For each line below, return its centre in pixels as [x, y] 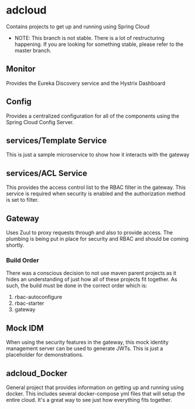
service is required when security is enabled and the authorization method [96, 194]
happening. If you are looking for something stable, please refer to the [99, 44]
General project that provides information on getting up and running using [95, 387]
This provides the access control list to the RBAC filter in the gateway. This [96, 187]
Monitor [21, 69]
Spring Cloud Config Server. [40, 122]
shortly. [15, 245]
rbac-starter [29, 303]
